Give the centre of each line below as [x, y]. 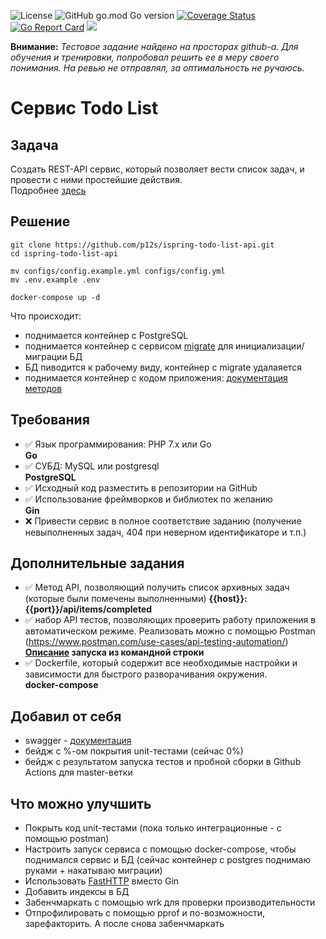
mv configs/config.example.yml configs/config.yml [118, 271]
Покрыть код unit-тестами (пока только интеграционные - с [153, 828]
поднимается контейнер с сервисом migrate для [129, 346]
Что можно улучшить [81, 803]
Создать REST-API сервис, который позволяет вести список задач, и [157, 169]
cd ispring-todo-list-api [64, 253]
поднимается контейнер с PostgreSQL [106, 335]
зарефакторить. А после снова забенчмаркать [124, 924]
